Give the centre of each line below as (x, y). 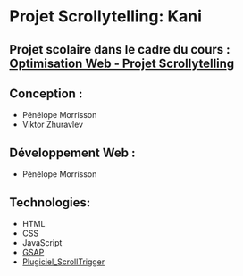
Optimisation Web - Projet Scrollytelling (122, 63)
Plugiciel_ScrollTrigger (63, 262)
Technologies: (50, 202)
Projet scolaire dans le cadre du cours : (120, 50)
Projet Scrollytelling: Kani (106, 17)
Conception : (46, 93)
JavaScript (42, 243)
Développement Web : (72, 152)
